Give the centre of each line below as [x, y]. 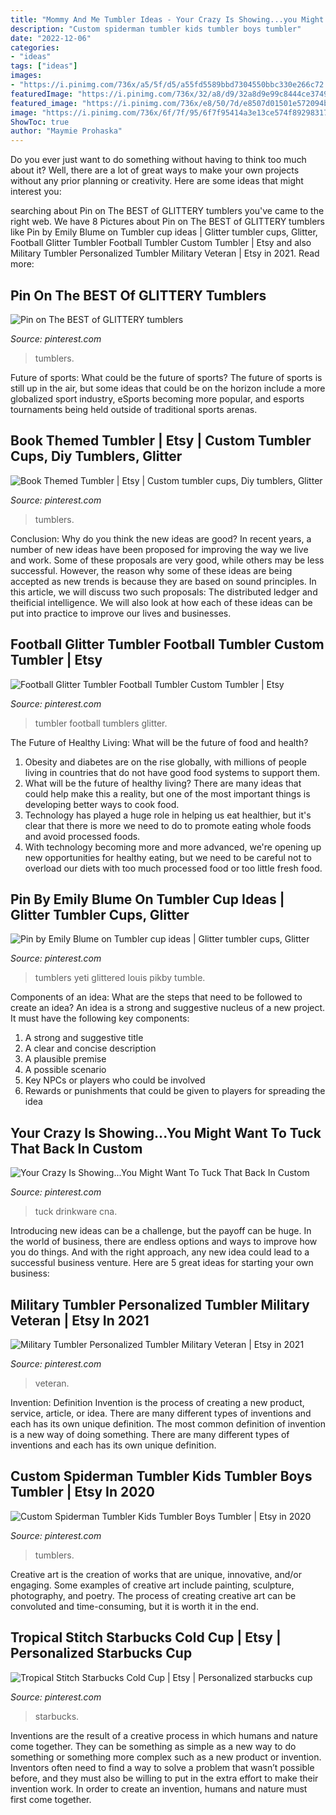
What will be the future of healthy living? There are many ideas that [163, 783]
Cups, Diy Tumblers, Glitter [96, 456]
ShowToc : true [40, 122]
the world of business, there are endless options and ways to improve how [164, 1242]
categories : [35, 47]
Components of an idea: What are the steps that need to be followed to [156, 997]
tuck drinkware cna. [76, 1212]
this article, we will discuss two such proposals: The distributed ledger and [164, 592]
